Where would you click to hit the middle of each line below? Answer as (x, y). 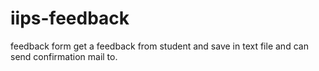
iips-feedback (70, 18)
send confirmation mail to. (64, 56)
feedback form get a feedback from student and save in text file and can (159, 46)
